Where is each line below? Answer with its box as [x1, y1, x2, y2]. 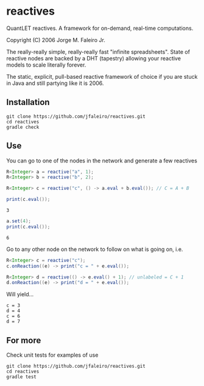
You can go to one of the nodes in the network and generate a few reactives [6, 157, 198, 164]
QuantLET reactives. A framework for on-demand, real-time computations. [6, 24, 194, 32]
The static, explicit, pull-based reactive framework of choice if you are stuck [6, 73, 198, 80]
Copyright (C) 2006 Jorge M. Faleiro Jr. [6, 36, 105, 43]
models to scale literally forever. [6, 61, 86, 68]
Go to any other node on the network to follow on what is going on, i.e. [6, 246, 183, 253]
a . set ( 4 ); [6, 218, 32, 224]
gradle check [6, 124, 40, 130]
